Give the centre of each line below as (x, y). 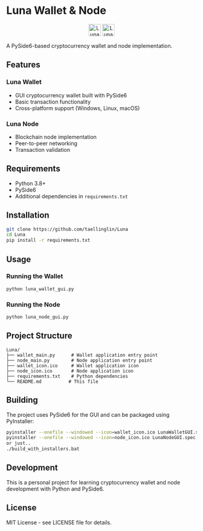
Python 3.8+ (31, 183)
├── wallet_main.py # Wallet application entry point (82, 355)
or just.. (19, 443)
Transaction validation (43, 149)
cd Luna (16, 235)
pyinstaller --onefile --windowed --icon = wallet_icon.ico (81, 432)
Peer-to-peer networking (46, 143)
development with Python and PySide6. (55, 489)
